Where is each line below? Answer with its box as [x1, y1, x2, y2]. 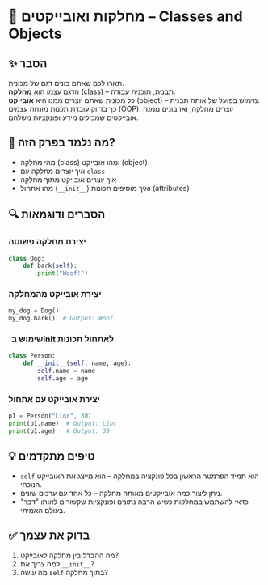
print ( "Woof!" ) [37, 269, 89, 278]
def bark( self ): [23, 262, 78, 270]
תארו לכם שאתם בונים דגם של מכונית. [8, 78, 124, 87]
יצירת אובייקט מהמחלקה [8, 289, 102, 300]
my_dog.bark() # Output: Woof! [8, 315, 117, 323]
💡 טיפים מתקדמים [8, 449, 95, 464]
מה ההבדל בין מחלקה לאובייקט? [19, 550, 119, 560]
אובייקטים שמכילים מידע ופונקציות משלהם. [8, 112, 139, 122]
